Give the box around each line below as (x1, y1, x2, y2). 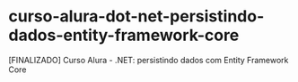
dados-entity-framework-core (8, 25, 240, 45)
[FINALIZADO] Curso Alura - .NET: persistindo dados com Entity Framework (8, 54, 289, 65)
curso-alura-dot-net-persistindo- (8, 6, 265, 27)
